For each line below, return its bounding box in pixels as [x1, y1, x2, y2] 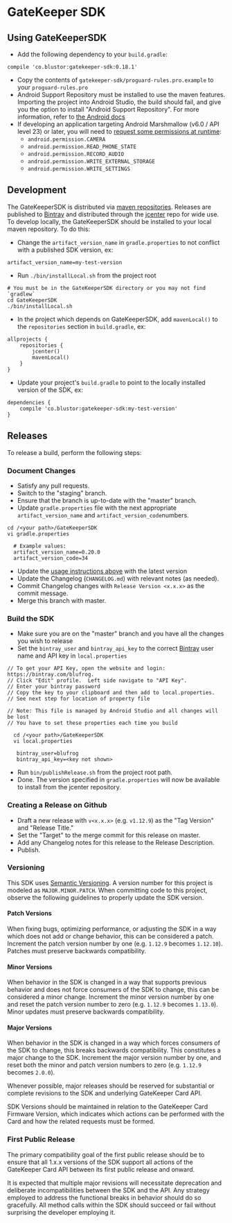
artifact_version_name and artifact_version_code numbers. [17, 511, 189, 519]
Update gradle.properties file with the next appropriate [17, 504, 177, 512]
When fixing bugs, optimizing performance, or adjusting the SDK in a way [7, 925, 217, 933]
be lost [7, 714, 30, 721]
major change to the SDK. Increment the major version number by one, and [7, 1054, 222, 1062]
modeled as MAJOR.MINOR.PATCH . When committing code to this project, [7, 886, 208, 894]
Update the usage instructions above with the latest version [17, 567, 188, 575]
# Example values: [13, 542, 67, 549]
